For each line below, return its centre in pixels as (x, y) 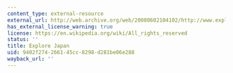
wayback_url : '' (31, 59)
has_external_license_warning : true (60, 26)
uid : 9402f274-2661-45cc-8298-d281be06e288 (71, 53)
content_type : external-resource (55, 14)
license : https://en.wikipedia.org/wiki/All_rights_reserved (97, 33)
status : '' (23, 40)
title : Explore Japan (38, 46)
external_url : (28, 20)
